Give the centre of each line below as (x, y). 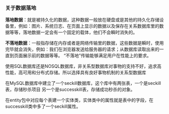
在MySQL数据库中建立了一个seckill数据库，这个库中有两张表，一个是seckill (83, 83)
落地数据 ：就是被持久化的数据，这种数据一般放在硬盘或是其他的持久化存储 (82, 20)
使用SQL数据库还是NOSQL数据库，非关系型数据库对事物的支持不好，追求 (81, 66)
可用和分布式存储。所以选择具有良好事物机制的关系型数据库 (84, 73)
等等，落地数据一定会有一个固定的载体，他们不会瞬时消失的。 (73, 32)
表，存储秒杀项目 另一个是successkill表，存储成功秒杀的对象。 (70, 89)
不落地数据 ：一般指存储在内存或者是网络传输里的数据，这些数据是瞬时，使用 (84, 43)
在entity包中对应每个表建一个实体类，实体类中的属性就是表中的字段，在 (79, 100)
